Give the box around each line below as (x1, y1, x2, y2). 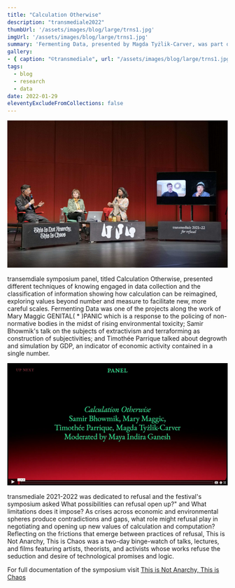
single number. (7, 349, 50, 357)
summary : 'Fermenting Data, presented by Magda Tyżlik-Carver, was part (7, 41, 224, 48)
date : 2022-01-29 (7, 93, 58, 100)
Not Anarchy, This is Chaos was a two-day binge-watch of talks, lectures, (7, 537, 220, 545)
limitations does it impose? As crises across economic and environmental (7, 507, 219, 515)
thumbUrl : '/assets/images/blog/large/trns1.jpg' (7, 26, 155, 33)
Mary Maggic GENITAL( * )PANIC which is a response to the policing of (7, 312, 212, 320)
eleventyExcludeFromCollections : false (7, 100, 124, 107)
